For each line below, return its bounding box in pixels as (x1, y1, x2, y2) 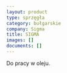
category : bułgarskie (6, 20, 62, 26)
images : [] (6, 37, 34, 43)
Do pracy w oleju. (6, 59, 51, 67)
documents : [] (6, 43, 43, 49)
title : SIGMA (6, 32, 40, 38)
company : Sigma (6, 26, 45, 32)
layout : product (6, 9, 48, 15)
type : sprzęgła (6, 15, 45, 21)
